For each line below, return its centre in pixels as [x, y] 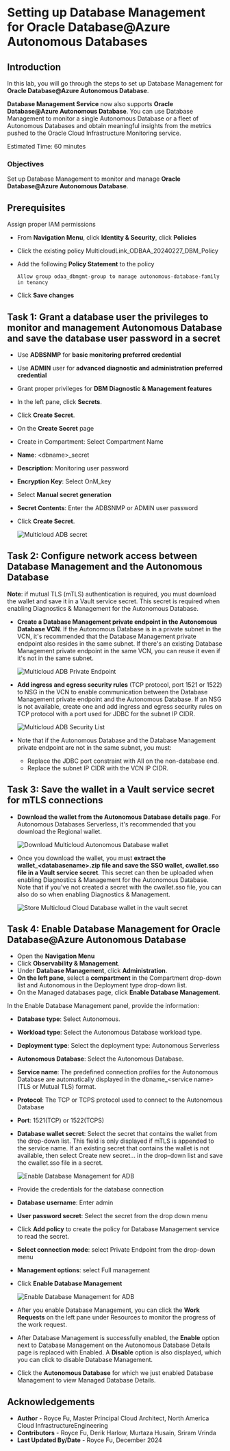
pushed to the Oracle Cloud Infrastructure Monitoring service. [94, 133]
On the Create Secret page [55, 428]
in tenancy [33, 283]
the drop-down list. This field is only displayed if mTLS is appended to [115, 1141]
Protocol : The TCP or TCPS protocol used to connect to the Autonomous [120, 1100]
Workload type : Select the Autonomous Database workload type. [110, 1033]
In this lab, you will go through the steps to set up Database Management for [115, 83]
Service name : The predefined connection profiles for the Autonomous [117, 1072]
